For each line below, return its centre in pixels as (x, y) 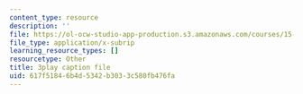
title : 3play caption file (60, 68)
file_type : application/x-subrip (72, 43)
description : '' (40, 26)
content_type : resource (54, 17)
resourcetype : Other (48, 59)
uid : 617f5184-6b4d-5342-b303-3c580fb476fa (92, 76)
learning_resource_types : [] (64, 51)
